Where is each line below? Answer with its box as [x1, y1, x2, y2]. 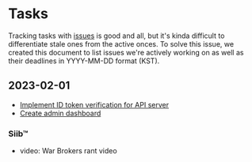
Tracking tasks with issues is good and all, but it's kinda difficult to [8, 31, 225, 40]
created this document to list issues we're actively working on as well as [8, 47, 244, 57]
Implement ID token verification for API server [19, 100, 169, 109]
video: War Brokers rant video [19, 146, 117, 156]
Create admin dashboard [19, 108, 101, 118]
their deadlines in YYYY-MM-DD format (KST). [8, 56, 160, 66]
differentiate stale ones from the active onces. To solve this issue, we [8, 39, 235, 48]
